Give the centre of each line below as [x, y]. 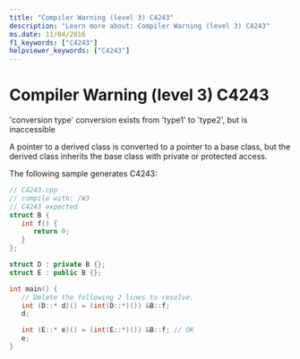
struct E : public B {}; [56, 273]
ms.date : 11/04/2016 [48, 34]
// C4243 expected [43, 207]
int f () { [39, 223]
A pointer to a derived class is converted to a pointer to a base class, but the [150, 147]
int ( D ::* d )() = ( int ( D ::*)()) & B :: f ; [95, 305]
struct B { [30, 215]
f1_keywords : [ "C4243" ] [54, 43]
